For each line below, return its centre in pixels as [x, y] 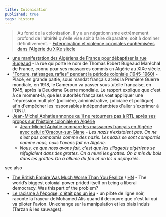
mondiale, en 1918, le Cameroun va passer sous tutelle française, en [82, 85]
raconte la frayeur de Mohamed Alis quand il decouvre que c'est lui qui [84, 199]
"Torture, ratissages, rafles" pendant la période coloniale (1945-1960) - [85, 74]
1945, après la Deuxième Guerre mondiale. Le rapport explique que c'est [86, 90]
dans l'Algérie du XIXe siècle [46, 49]
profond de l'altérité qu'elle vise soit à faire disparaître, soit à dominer [88, 38]
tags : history [20, 19]
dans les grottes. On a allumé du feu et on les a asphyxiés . [80, 159]
